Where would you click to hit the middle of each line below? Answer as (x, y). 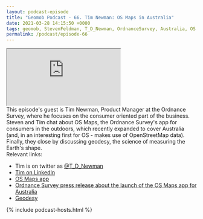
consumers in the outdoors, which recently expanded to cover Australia (95, 129)
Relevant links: (24, 154)
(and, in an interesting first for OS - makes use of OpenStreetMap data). (95, 135)
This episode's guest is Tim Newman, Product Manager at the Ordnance (96, 110)
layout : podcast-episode (37, 12)
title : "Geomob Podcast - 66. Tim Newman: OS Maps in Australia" (90, 17)
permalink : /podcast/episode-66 (47, 34)
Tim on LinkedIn (35, 173)
